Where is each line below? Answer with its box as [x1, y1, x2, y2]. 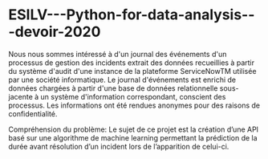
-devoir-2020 [8, 22, 101, 41]
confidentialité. [8, 108, 58, 118]
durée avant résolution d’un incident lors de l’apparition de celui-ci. [8, 141, 229, 151]
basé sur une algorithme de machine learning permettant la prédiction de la [8, 132, 258, 142]
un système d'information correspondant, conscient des [40, 92, 226, 101]
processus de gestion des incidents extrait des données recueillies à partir [8, 58, 255, 67]
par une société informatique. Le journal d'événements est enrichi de [8, 75, 237, 84]
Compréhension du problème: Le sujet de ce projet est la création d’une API [8, 124, 259, 134]
